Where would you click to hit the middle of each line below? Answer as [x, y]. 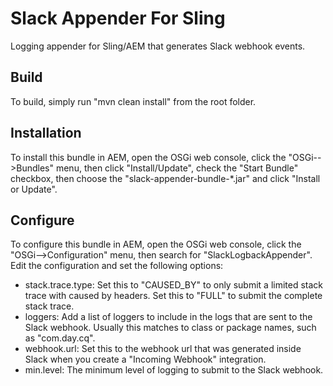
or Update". [34, 189]
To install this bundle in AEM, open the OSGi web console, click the [148, 157]
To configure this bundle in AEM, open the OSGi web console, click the [156, 244]
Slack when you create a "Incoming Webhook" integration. [145, 359]
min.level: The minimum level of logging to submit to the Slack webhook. [174, 370]
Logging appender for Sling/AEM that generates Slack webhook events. [158, 46]
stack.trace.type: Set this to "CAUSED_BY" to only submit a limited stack [174, 285]
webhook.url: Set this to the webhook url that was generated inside [163, 349]
